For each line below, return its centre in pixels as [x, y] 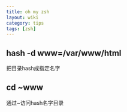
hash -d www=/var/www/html [64, 53]
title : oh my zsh [28, 12]
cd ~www [25, 88]
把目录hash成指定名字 [33, 68]
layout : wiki [22, 17]
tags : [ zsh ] [21, 29]
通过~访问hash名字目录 [35, 102]
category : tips [25, 23]
